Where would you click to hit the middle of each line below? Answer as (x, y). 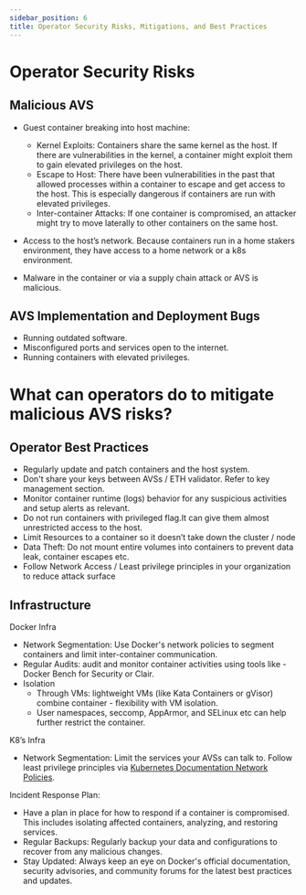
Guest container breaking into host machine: (106, 127)
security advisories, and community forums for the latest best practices (157, 871)
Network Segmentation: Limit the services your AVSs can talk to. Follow (157, 758)
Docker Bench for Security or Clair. (88, 674)
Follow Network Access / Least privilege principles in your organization (157, 567)
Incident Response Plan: (55, 795)
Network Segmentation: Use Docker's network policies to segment (148, 645)
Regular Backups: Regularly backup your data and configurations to (150, 842)
